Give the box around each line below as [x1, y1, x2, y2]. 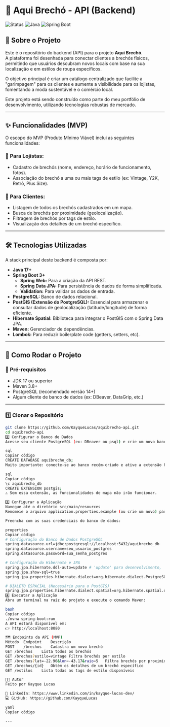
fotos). [12, 170, 27, 176]
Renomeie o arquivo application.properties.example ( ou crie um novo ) [5, 509, 157, 514]
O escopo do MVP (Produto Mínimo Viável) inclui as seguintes [5, 135, 135, 141]
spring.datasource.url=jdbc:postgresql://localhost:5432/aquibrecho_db [5, 542, 159, 547]
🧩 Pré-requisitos [5, 366, 47, 373]
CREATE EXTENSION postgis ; [5, 486, 62, 491]
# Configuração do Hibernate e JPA [5, 560, 80, 566]
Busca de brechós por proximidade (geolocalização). [12, 210, 123, 216]
